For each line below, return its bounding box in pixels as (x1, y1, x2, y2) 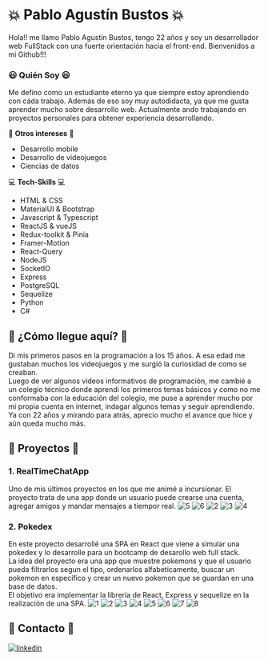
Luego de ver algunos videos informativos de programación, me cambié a (8, 376, 252, 386)
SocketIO (19, 264, 50, 274)
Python (19, 298, 44, 307)
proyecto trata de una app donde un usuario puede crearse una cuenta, (8, 492, 244, 502)
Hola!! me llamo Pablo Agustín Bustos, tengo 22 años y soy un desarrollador (8, 32, 258, 42)
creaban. (8, 368, 38, 378)
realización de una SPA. (8, 598, 86, 609)
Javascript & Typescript (19, 213, 98, 222)
